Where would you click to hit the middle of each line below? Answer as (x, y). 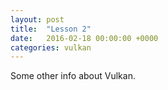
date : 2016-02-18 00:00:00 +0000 (84, 38)
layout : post (37, 19)
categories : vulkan (51, 47)
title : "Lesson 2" (51, 29)
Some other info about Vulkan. (73, 76)
